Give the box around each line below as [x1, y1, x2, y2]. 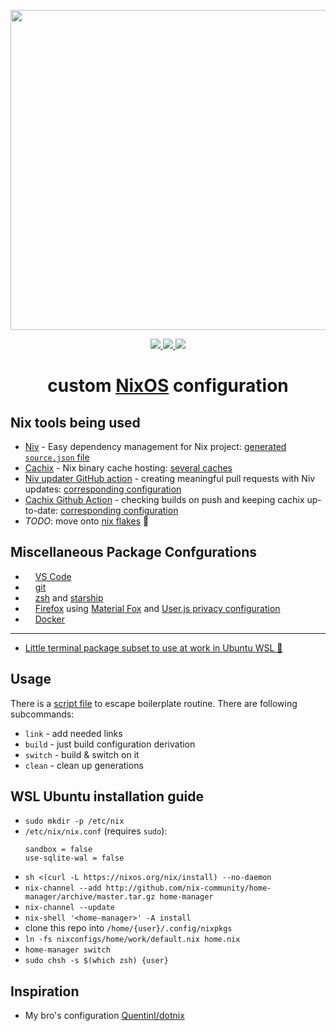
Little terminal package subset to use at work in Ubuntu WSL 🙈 [24, 641, 283, 654]
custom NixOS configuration [47, 375, 289, 397]
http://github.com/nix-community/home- [105, 883, 272, 894]
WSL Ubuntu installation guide [10, 788, 204, 805]
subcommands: [10, 708, 75, 720]
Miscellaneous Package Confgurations [10, 544, 258, 561]
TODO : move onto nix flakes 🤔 [24, 515, 150, 527]
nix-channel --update [24, 903, 115, 913]
